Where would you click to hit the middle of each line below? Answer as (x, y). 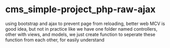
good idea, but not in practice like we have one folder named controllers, (81, 29)
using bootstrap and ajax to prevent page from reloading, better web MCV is (85, 23)
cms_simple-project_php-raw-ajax (81, 9)
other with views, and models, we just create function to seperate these (80, 34)
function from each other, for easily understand (55, 40)
